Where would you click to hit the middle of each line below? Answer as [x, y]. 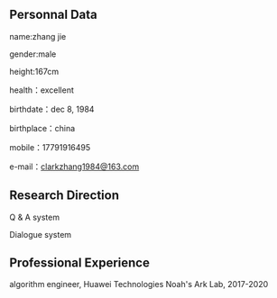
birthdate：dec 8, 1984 [52, 109]
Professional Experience [80, 263]
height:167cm [34, 71]
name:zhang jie [38, 36]
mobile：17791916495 [50, 147]
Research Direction [65, 196]
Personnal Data [53, 15]
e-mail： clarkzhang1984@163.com [74, 167]
